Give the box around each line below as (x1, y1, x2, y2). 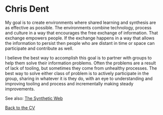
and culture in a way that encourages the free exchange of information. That (5, 30, 158, 36)
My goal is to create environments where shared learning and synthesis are (5, 19, 156, 25)
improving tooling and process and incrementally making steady (5, 80, 134, 86)
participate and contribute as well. (5, 45, 73, 51)
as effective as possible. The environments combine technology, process (5, 24, 152, 30)
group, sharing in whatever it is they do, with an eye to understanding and (5, 76, 153, 81)
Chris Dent (5, 3, 50, 15)
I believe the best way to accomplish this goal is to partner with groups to (5, 55, 152, 60)
